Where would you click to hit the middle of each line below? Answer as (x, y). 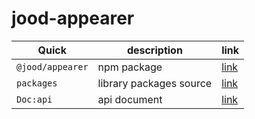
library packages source (155, 83)
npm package (130, 67)
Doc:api (34, 99)
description (154, 50)
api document (130, 99)
